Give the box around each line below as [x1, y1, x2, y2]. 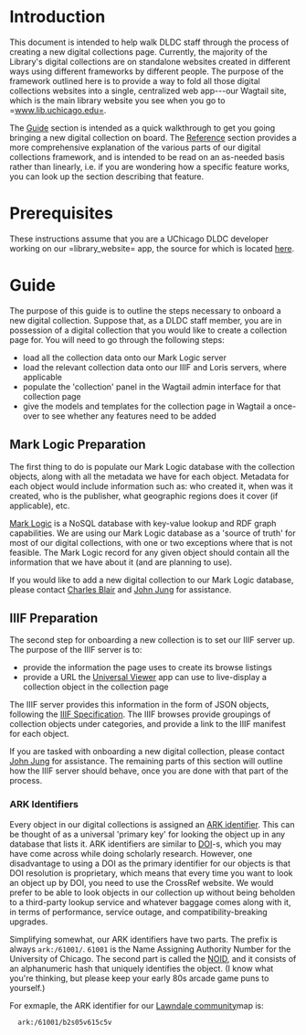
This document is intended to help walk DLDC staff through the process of [9, 37, 290, 48]
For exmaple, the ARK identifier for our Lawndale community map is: [9, 999, 265, 1011]
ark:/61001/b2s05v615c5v [17, 1018, 112, 1027]
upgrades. [9, 916, 48, 927]
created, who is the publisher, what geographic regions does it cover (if [9, 490, 279, 501]
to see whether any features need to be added [41, 410, 216, 421]
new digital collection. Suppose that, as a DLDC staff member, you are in [9, 315, 282, 325]
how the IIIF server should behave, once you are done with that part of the [9, 765, 290, 776]
